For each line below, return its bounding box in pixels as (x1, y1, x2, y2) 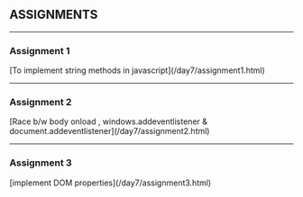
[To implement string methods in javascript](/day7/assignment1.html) (9, 65, 265, 76)
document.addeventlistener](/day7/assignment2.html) (9, 126, 210, 137)
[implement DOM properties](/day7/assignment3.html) (9, 177, 212, 188)
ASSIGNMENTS (9, 7, 98, 22)
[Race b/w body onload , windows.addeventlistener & (9, 116, 208, 127)
